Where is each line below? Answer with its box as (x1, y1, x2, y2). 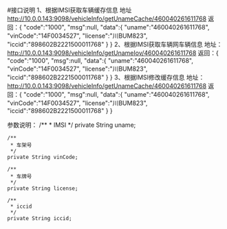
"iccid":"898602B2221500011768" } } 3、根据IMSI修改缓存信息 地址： (7, 73, 205, 81)
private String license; (7, 185, 78, 192)
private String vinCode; (7, 154, 78, 160)
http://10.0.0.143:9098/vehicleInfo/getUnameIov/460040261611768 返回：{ (7, 49, 219, 57)
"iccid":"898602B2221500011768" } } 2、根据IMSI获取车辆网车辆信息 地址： (7, 40, 223, 48)
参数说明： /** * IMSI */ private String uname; (7, 121, 136, 129)
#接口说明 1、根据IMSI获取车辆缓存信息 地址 (7, 6, 132, 14)
